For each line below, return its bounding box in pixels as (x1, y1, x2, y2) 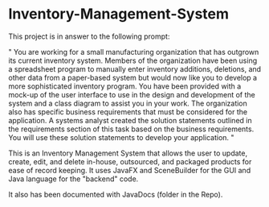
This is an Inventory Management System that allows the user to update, (8, 148, 247, 158)
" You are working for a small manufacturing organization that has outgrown (8, 47, 259, 56)
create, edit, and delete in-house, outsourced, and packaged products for (8, 156, 252, 166)
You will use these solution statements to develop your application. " (8, 132, 234, 142)
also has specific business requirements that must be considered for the (8, 106, 247, 117)
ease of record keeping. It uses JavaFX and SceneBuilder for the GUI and (8, 165, 251, 175)
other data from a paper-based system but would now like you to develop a (8, 72, 258, 82)
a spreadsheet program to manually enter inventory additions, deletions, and (8, 64, 262, 73)
